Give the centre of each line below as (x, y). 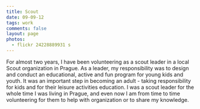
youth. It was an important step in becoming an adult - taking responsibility (99, 80)
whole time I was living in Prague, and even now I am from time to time (93, 94)
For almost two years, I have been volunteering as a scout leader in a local (98, 62)
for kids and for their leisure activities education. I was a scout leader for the (100, 87)
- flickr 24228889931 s (41, 45)
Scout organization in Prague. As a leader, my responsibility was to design (98, 68)
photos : (16, 39)
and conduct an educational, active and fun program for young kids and (95, 74)
